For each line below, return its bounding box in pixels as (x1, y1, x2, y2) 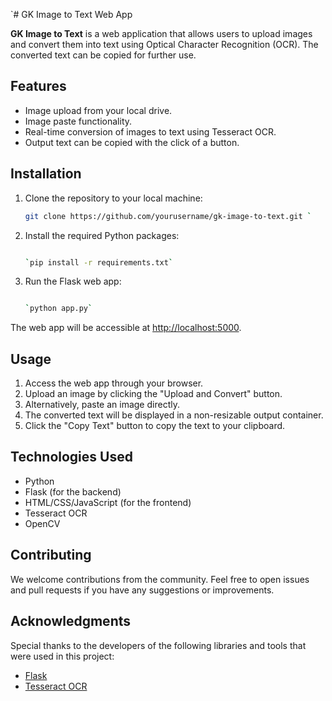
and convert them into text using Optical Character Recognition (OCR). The (10, 39, 319, 50)
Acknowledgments (10, 613, 132, 630)
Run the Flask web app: (24, 275, 122, 288)
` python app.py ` (24, 304, 93, 314)
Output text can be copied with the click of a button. (24, 136, 240, 148)
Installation (10, 165, 82, 183)
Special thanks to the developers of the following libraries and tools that (10, 639, 307, 651)
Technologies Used (10, 449, 133, 466)
